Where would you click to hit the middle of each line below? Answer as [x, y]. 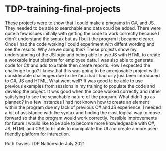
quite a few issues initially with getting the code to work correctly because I [82, 33]
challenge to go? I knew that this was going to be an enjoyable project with [81, 70]
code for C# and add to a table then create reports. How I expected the [78, 65]
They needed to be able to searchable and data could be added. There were [83, 28]
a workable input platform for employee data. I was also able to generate [79, 60]
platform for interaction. [46, 134]
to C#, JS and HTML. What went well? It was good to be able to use [74, 81]
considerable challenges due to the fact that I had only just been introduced [83, 75]
